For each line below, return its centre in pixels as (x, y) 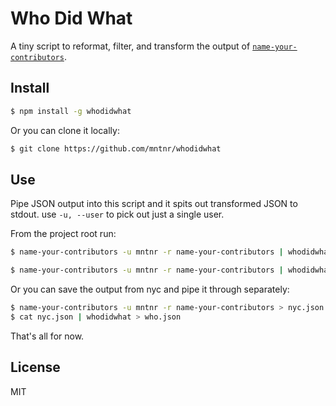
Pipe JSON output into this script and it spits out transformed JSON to (154, 204)
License (35, 367)
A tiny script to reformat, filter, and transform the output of (130, 46)
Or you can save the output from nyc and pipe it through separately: (150, 289)
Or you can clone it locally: (65, 130)
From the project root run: (63, 234)
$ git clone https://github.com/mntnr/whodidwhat (116, 148)
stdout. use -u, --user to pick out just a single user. (117, 214)
